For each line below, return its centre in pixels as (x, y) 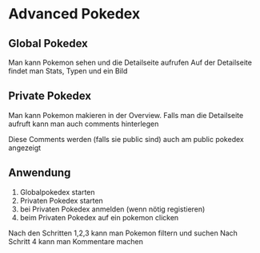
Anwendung (40, 173)
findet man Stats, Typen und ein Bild (68, 71)
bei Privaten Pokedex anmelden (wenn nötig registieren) (112, 209)
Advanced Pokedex (74, 14)
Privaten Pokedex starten (62, 200)
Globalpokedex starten (57, 192)
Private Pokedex (50, 96)
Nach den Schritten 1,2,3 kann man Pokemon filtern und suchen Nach (123, 233)
